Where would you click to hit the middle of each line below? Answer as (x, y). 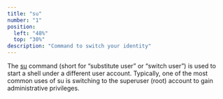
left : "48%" (31, 33)
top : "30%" (29, 40)
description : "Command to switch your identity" (79, 46)
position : (22, 26)
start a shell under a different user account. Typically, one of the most (108, 73)
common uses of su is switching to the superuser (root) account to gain (110, 81)
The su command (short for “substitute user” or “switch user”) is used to (112, 66)
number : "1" (24, 20)
